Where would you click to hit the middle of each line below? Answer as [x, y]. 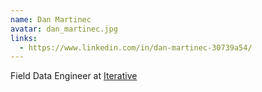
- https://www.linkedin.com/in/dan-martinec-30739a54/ [136, 47]
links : [24, 38]
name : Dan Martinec [51, 19]
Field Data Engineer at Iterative [74, 76]
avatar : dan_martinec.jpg [64, 29]
